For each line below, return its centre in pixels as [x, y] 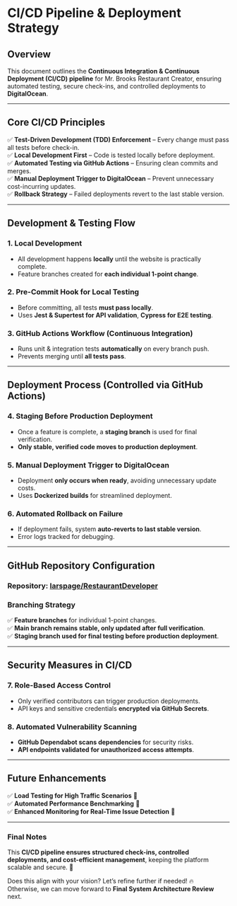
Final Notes [27, 837]
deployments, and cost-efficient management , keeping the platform [108, 860]
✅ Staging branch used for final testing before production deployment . [113, 636]
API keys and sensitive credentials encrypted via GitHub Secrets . [113, 708]
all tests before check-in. [43, 147]
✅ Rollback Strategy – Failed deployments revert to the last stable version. [116, 194]
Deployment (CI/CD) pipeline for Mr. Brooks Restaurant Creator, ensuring [115, 79]
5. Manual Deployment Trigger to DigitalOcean [88, 465]
